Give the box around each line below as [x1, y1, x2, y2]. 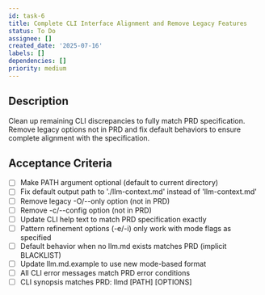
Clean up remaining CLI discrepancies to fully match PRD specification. [8, 116, 246, 125]
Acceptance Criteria [8, 156, 112, 170]
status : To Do [8, 27, 57, 35]
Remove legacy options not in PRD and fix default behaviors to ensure [8, 124, 242, 134]
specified [19, 232, 52, 242]
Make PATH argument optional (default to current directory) [19, 178, 219, 188]
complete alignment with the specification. [8, 133, 150, 142]
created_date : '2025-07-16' [8, 42, 103, 50]
